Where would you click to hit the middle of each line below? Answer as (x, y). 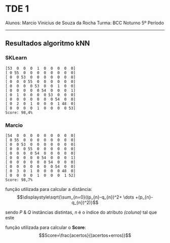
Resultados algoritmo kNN (48, 43)
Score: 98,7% (19, 180)
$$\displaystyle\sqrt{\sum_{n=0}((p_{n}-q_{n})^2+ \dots (75, 197)
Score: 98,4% (19, 112)
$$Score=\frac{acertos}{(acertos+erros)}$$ (85, 235)
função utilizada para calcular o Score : (46, 227)
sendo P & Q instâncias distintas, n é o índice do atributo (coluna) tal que (81, 212)
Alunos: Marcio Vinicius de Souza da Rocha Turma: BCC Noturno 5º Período (85, 23)
